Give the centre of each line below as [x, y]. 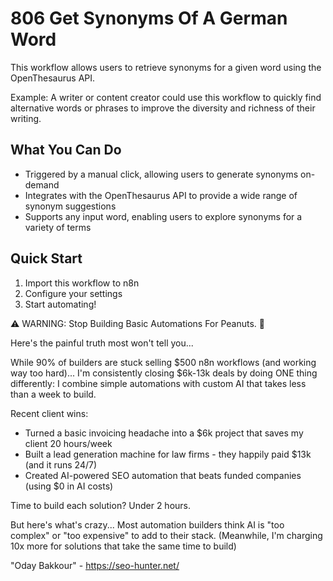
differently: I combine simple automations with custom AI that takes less [158, 383]
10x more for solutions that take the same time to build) [123, 546]
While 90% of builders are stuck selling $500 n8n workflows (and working [163, 362]
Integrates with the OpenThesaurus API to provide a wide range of [161, 195]
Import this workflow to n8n [82, 283]
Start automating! [60, 304]
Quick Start [46, 258]
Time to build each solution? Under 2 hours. [101, 505]
